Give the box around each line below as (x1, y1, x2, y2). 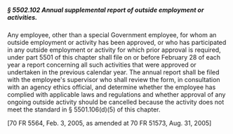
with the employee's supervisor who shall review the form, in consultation (7, 75, 220, 83)
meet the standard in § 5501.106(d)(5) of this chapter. (7, 105, 161, 114)
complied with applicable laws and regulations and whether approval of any (7, 90, 226, 98)
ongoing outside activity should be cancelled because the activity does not (7, 98, 225, 106)
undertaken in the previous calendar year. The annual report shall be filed (7, 67, 220, 76)
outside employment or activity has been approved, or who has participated (7, 38, 227, 46)
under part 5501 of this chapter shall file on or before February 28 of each (7, 53, 221, 61)
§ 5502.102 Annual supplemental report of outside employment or (7, 6, 204, 14)
